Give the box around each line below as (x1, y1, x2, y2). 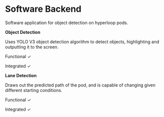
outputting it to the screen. (5, 44, 59, 50)
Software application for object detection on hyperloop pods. (5, 20, 128, 26)
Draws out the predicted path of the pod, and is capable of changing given (5, 82, 156, 88)
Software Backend (5, 3, 82, 15)
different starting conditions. (5, 87, 63, 93)
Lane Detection (5, 72, 37, 78)
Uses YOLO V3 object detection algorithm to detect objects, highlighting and (5, 38, 160, 45)
